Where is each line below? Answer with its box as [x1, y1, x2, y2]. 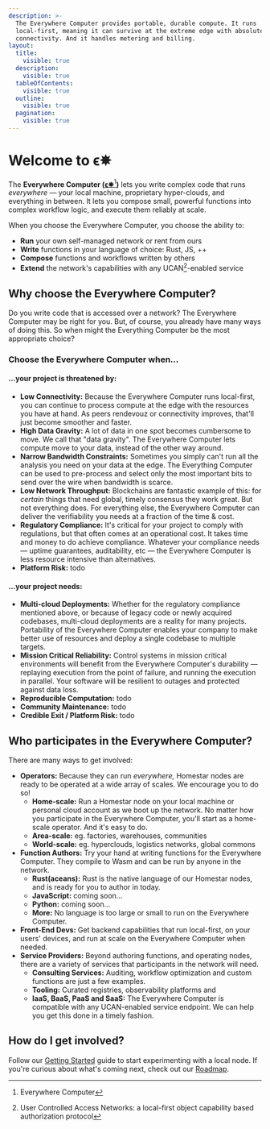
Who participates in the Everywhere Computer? [8, 734, 253, 748]
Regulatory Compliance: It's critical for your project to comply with [19, 521, 243, 530]
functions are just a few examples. [31, 977, 146, 986]
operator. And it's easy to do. [51, 823, 149, 832]
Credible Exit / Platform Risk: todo [19, 711, 135, 720]
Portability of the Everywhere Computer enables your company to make [19, 625, 258, 635]
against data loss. [19, 685, 79, 695]
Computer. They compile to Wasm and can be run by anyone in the [19, 857, 242, 866]
